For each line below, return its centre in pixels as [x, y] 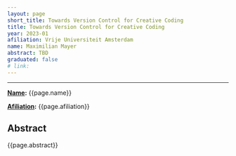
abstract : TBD [28, 53]
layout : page [26, 14]
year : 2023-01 [28, 33]
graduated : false [33, 60]
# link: [19, 66]
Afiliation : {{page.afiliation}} [48, 106]
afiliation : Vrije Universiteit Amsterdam [70, 40]
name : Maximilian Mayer [42, 46]
